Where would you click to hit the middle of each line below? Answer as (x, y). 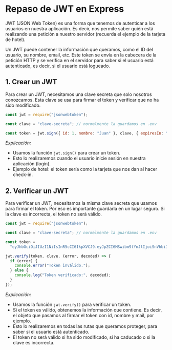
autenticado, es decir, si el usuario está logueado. (58, 66)
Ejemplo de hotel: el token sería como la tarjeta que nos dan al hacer (85, 169)
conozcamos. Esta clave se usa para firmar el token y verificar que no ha (82, 100)
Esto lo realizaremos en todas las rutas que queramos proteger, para (85, 326)
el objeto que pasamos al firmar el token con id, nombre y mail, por (83, 315)
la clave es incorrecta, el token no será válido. (54, 214)
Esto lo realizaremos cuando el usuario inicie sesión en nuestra (79, 158)
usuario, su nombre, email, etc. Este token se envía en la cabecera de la (81, 55)
